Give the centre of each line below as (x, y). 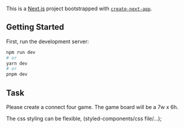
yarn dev (17, 63)
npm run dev (21, 52)
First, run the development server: (48, 41)
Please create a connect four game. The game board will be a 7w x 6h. (92, 107)
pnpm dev (17, 74)
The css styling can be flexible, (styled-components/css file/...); (84, 119)
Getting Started (35, 27)
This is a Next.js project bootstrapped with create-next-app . (79, 9)
